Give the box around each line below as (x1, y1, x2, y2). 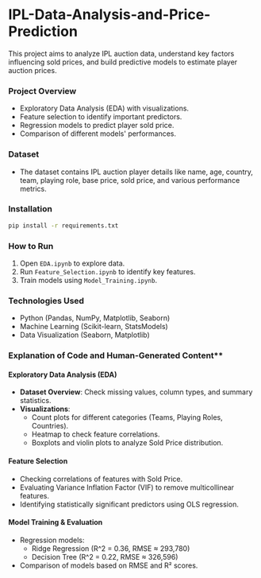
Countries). (31, 421, 69, 431)
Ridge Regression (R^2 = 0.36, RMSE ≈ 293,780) (31, 543, 190, 553)
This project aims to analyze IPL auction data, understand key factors (8, 48, 235, 58)
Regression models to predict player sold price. (19, 121, 175, 130)
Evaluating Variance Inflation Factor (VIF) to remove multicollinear (19, 483, 235, 492)
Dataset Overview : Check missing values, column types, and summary (19, 387, 253, 397)
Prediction (8, 22, 78, 41)
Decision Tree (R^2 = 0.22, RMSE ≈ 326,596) (31, 552, 178, 561)
